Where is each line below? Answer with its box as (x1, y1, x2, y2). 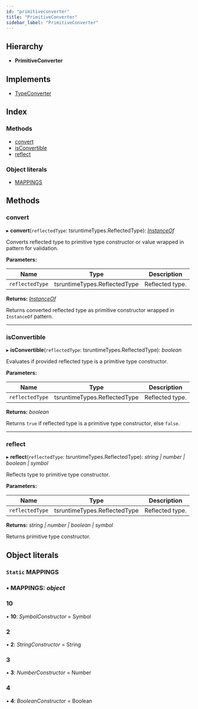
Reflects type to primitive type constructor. (6, 471, 110, 478)
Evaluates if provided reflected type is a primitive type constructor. (6, 357, 168, 365)
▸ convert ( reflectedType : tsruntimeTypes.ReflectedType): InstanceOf (6, 227, 175, 234)
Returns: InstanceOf (6, 295, 56, 302)
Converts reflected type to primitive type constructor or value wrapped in (6, 238, 184, 245)
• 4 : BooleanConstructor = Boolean (6, 697, 93, 704)
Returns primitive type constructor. (6, 533, 91, 540)
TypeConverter (14, 90, 52, 97)
